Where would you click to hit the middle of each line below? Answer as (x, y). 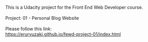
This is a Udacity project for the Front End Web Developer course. (74, 7)
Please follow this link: (28, 29)
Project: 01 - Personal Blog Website (42, 18)
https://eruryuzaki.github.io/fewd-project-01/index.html (63, 34)
